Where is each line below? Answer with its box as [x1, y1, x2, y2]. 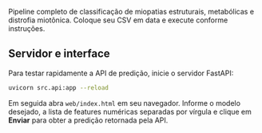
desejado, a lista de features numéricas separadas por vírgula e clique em [8, 107, 252, 116]
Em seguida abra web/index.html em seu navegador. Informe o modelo [8, 98, 241, 107]
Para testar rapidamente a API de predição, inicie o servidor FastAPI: [8, 68, 234, 78]
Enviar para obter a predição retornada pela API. [8, 115, 169, 125]
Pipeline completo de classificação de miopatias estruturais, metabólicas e [8, 7, 254, 16]
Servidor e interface [8, 47, 110, 61]
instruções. [8, 24, 46, 33]
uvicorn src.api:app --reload [8, 83, 109, 91]
